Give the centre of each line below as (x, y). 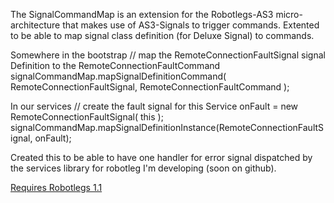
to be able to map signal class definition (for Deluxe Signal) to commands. (162, 35)
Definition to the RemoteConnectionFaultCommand (115, 65)
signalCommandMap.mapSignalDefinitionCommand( (118, 76)
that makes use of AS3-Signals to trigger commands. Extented (191, 25)
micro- (289, 14)
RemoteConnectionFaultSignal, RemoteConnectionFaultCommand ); (150, 87)
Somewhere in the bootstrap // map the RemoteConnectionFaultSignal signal (168, 55)
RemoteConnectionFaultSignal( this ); (87, 117)
